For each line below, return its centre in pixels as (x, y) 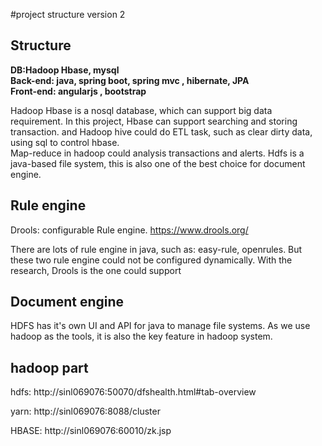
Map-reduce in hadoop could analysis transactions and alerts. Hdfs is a (157, 153)
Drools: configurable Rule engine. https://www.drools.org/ (129, 230)
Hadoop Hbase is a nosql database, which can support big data (141, 110)
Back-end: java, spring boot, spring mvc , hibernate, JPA (130, 80)
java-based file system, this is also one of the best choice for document (158, 163)
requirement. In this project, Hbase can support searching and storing (154, 121)
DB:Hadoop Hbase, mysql (65, 70)
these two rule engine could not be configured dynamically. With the (151, 260)
